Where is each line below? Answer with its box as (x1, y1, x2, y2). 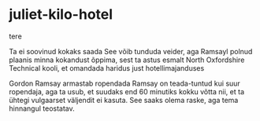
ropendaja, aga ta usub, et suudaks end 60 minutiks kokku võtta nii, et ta (9, 86, 245, 96)
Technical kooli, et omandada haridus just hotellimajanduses (9, 63, 205, 72)
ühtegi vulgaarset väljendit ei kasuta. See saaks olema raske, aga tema (9, 95, 239, 104)
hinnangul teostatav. (9, 104, 76, 113)
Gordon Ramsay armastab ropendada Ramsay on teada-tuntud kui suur (9, 79, 241, 88)
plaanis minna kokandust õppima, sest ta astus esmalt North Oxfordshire (9, 55, 245, 64)
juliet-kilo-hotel (9, 5, 113, 24)
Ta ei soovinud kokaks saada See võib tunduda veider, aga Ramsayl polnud (9, 46, 253, 56)
